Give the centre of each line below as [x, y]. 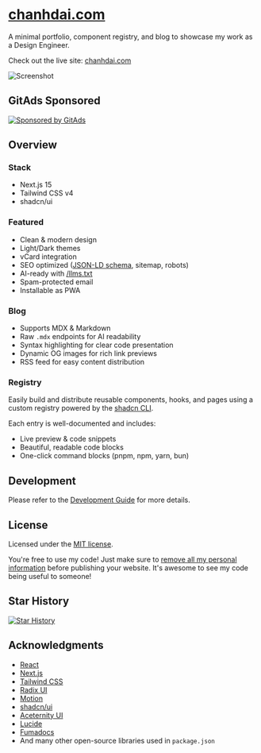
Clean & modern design [58, 239]
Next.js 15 [36, 185]
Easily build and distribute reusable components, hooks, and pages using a [131, 400]
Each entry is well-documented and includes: [82, 423]
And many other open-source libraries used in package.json [117, 740]
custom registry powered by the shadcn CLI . [81, 408]
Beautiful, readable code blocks [72, 447]
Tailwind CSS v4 [46, 193]
